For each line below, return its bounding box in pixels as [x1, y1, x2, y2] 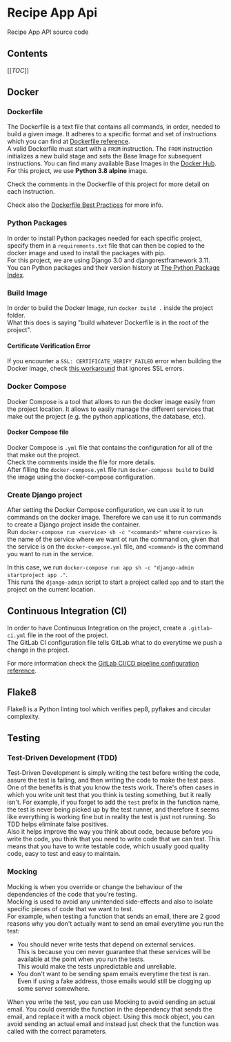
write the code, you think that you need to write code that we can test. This [7, 835, 221, 843]
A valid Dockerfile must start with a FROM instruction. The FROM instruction [7, 145, 213, 153]
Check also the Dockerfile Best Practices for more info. [7, 201, 163, 209]
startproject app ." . [7, 571, 68, 579]
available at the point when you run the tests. [17, 955, 145, 963]
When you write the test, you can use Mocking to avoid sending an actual [7, 998, 216, 1006]
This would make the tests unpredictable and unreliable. [17, 962, 177, 970]
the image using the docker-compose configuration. [7, 473, 155, 481]
